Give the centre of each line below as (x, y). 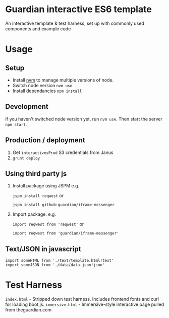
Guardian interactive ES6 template (79, 9)
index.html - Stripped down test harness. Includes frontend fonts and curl (82, 299)
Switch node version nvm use (42, 85)
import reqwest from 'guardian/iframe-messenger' (66, 233)
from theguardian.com (29, 310)
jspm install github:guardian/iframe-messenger (63, 205)
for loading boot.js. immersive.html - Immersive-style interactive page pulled (85, 304)
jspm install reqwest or (38, 195)
